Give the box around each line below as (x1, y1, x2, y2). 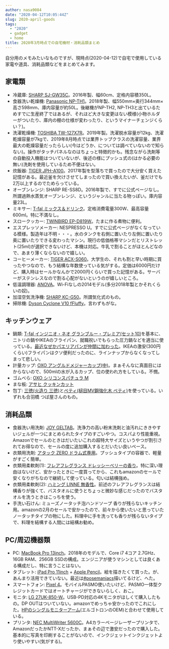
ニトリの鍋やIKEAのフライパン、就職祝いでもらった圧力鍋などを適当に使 (12, 337, 164, 343)
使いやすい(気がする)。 (17, 638, 65, 644)
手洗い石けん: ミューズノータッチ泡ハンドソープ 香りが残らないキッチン (12, 500, 162, 506)
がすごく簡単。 (12, 456, 44, 462)
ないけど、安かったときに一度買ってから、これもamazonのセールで (21, 469, 161, 475)
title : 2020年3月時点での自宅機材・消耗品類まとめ (5, 40, 100, 45)
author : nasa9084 (5, 7, 42, 13)
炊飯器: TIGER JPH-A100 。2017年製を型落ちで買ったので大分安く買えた (12, 167, 162, 173)
